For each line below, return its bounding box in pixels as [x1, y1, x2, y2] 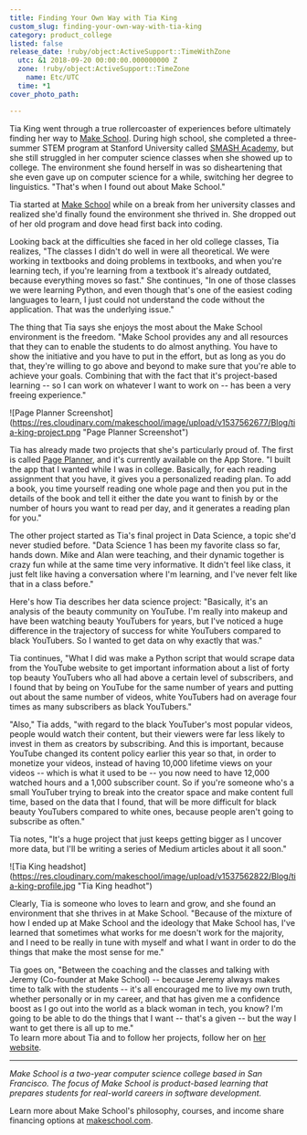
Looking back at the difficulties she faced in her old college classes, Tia [9, 236, 280, 247]
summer [9, 142, 41, 153]
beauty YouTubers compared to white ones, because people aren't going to [9, 805, 294, 817]
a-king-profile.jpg [9, 880, 76, 891]
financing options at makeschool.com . [9, 1115, 153, 1126]
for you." [9, 512, 43, 523]
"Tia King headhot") [77, 880, 153, 891]
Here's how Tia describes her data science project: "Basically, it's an [9, 595, 269, 607]
